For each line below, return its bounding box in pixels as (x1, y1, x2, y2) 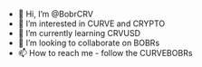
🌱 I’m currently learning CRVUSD (17, 28, 140, 38)
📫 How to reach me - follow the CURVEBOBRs (17, 48, 193, 58)
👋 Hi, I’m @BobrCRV (17, 9, 93, 19)
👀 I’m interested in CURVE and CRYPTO (17, 18, 166, 29)
